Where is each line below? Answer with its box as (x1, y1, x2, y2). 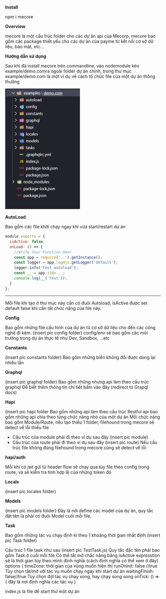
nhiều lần (5, 360, 24, 366)
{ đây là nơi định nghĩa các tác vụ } (5, 579, 76, 585)
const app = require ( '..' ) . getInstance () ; (14, 255, 103, 260)
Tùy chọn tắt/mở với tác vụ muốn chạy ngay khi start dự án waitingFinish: (5, 568, 154, 574)
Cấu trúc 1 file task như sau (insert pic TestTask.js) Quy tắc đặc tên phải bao (5, 547, 160, 553)
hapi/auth (5, 454, 26, 460)
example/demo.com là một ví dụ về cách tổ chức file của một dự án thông (5, 74, 156, 79)
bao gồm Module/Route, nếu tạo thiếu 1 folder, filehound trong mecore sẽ (5, 419, 155, 425)
